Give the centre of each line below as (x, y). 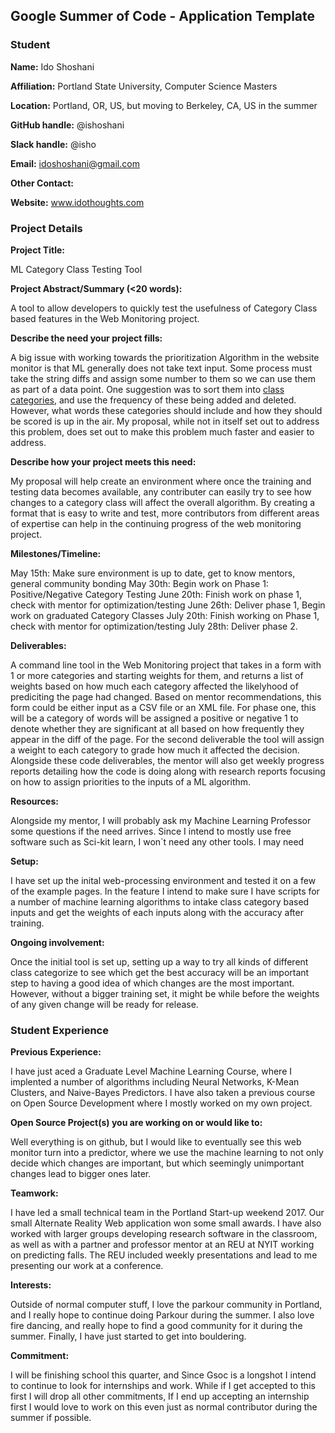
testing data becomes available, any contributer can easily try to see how (161, 491)
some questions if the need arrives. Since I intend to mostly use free (151, 831)
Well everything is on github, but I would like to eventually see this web (156, 1142)
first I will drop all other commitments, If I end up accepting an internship (160, 1396)
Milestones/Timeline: (56, 553)
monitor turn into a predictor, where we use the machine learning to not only (167, 1153)
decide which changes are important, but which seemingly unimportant (157, 1163)
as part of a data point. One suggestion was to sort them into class (147, 389)
